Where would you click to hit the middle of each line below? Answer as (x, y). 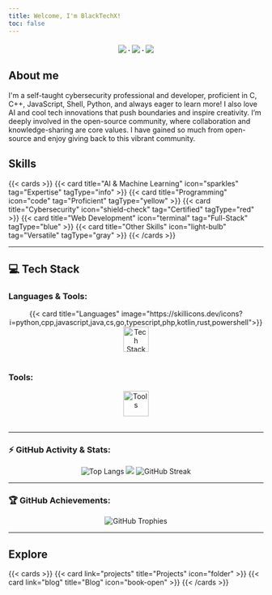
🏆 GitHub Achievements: (59, 500)
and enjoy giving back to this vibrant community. (115, 138)
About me (34, 76)
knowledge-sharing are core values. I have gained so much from (116, 130)
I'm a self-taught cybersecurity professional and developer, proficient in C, (133, 95)
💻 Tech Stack (44, 270)
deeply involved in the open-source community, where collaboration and (130, 121)
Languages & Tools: (48, 297)
